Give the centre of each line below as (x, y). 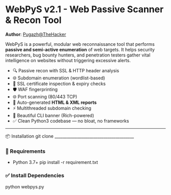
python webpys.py (25, 186)
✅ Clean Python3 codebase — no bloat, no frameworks (71, 121)
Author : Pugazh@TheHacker (36, 34)
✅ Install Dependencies (35, 176)
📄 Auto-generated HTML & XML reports (54, 102)
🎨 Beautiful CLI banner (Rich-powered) (53, 115)
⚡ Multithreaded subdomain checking (52, 108)
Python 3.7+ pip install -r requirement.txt (55, 162)
